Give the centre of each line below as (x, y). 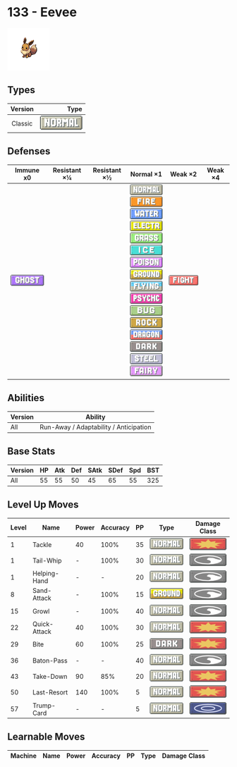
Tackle (42, 544)
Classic (22, 123)
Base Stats (31, 452)
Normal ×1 (146, 174)
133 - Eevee (42, 12)
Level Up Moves (43, 505)
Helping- (46, 573)
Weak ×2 (184, 174)
